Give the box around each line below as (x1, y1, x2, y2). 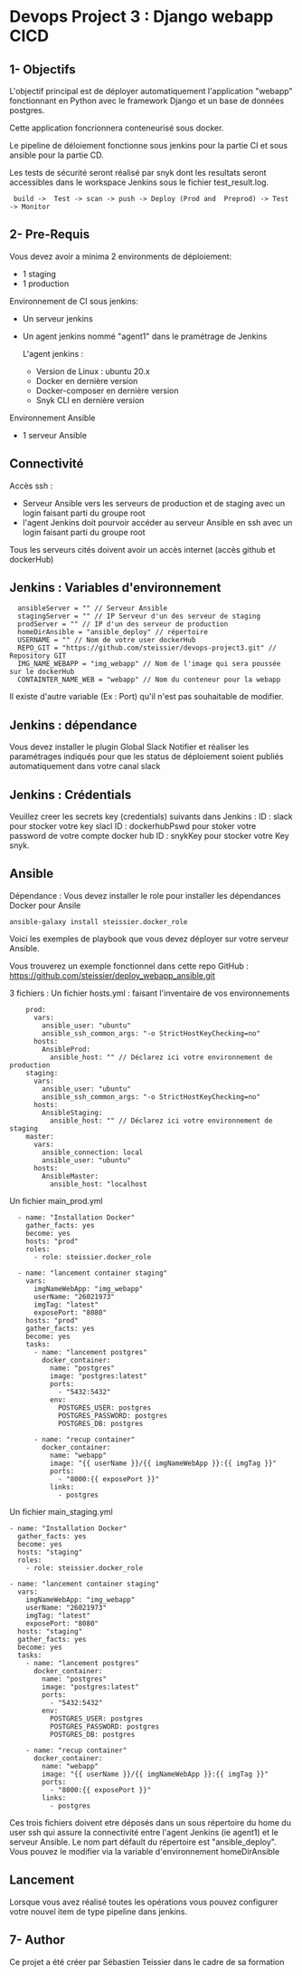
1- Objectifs (9, 62, 76, 77)
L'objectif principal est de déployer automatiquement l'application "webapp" (9, 86, 293, 96)
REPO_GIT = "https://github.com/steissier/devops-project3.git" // (17, 643, 278, 653)
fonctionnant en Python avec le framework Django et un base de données (9, 95, 285, 106)
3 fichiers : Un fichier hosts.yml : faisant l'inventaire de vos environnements (9, 988, 290, 998)
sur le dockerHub (9, 668, 75, 677)
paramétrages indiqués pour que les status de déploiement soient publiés (9, 751, 284, 762)
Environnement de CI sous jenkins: (9, 295, 138, 306)
